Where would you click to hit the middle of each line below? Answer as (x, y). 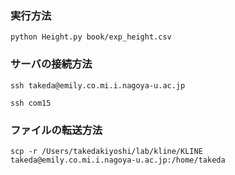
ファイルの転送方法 (56, 130)
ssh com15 (31, 103)
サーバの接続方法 (51, 64)
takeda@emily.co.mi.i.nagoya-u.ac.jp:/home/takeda (118, 160)
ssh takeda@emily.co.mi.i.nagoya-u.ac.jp (98, 85)
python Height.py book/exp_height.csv (91, 37)
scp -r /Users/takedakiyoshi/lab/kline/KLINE (106, 151)
